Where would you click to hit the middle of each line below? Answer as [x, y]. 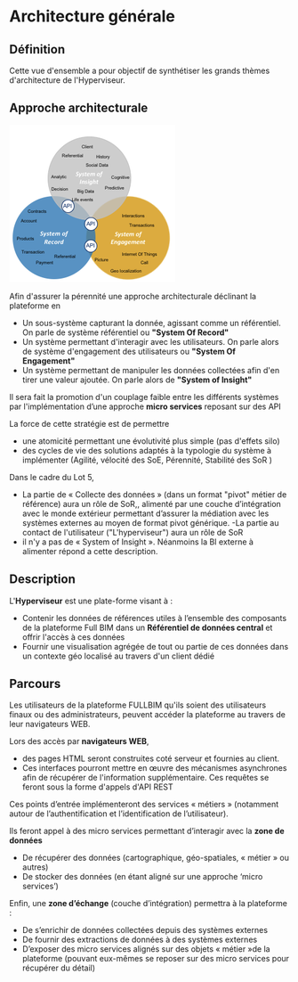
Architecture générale [92, 16]
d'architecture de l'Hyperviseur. [68, 80]
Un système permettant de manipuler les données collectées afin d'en [151, 370]
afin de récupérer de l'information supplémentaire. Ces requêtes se [145, 778]
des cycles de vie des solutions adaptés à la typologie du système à [147, 450]
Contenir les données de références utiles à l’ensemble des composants [154, 618]
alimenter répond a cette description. [90, 551]
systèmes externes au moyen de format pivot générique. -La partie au [150, 522]
